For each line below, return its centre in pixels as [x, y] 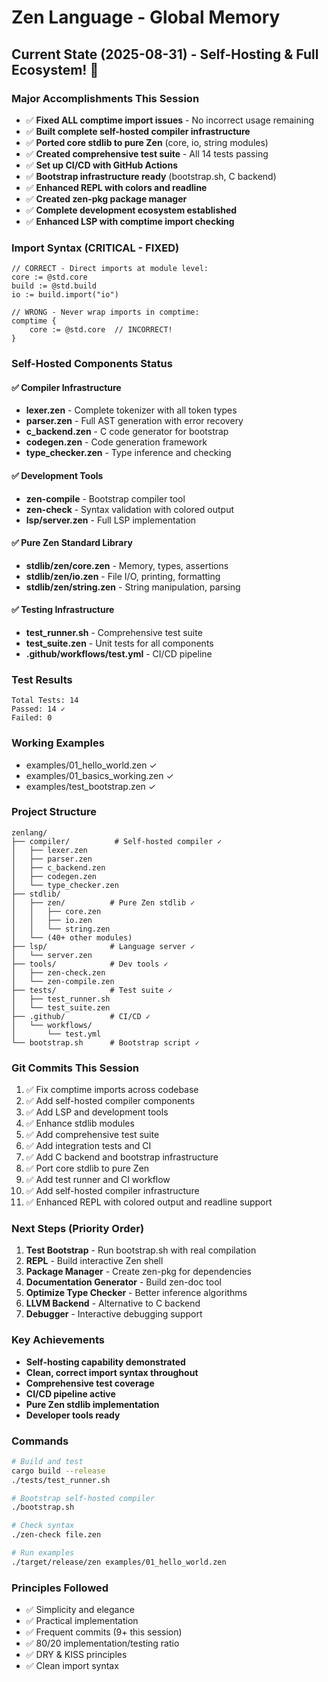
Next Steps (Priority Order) [78, 1229]
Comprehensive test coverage [90, 1383]
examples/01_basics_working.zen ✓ [99, 775]
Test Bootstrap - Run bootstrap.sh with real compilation [141, 1250]
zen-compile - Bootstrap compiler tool [105, 498]
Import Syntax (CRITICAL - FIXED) [95, 248]
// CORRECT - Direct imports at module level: [110, 269]
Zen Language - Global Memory [146, 17]
